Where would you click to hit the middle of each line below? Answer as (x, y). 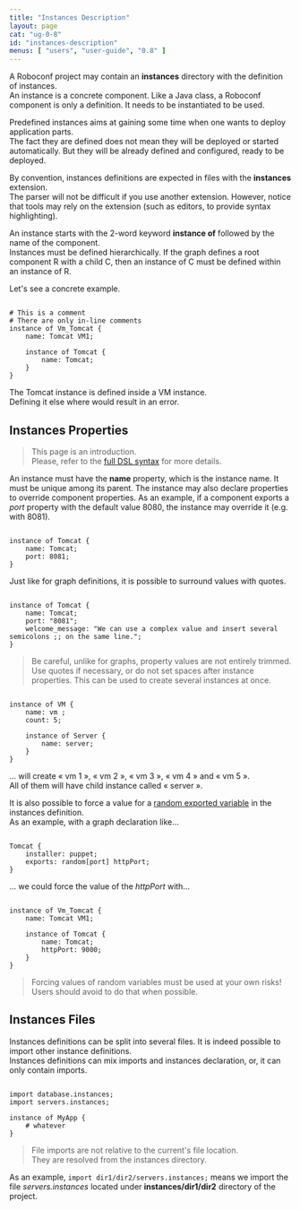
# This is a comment (48, 313)
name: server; (68, 743)
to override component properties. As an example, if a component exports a (149, 497)
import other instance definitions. (71, 1050)
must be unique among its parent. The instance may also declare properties (149, 488)
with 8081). (30, 516)
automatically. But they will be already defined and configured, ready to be (147, 151)
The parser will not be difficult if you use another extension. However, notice (150, 197)
